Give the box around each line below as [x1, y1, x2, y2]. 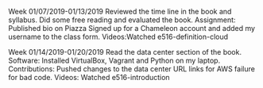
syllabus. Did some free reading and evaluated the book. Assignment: [8, 15, 236, 25]
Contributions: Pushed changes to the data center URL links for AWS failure [8, 64, 256, 74]
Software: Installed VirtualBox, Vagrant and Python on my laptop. [8, 55, 221, 65]
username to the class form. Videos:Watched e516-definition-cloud [8, 32, 229, 41]
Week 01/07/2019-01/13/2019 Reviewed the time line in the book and [8, 7, 232, 16]
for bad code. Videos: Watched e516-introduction [8, 73, 170, 82]
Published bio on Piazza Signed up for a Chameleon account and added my [8, 24, 256, 33]
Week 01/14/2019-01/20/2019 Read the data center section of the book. [8, 48, 242, 56]
